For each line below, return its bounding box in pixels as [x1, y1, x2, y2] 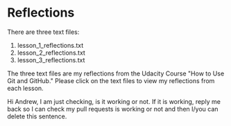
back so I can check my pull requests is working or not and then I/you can [7, 105, 219, 113]
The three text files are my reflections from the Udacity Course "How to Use [7, 69, 225, 78]
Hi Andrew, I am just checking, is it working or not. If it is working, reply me [7, 97, 221, 105]
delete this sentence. [7, 112, 67, 120]
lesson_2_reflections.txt [17, 48, 85, 57]
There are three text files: [7, 28, 80, 36]
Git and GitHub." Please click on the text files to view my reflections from [7, 76, 215, 84]
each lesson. [7, 84, 44, 92]
